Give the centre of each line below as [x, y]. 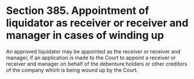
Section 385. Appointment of [78, 11]
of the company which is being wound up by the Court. [72, 70]
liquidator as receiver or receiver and [97, 23]
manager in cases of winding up [85, 35]
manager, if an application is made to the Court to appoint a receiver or [91, 58]
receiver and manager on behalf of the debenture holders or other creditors [97, 64]
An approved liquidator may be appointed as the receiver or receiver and [93, 51]
